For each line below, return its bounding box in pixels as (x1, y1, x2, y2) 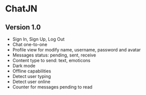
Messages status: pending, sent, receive (12, 52, 96, 58)
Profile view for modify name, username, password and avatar (12, 47, 141, 52)
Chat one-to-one (12, 41, 47, 47)
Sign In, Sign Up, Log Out (12, 36, 65, 42)
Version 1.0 (5, 23, 41, 31)
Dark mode (12, 63, 36, 68)
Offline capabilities (12, 68, 51, 74)
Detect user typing (12, 73, 51, 79)
